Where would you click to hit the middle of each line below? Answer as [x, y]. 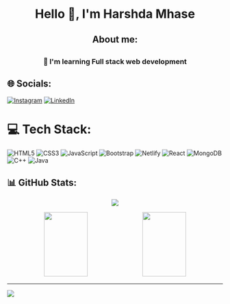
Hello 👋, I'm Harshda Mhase [115, 14]
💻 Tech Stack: [49, 129]
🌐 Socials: [29, 84]
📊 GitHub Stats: [42, 183]
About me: [115, 39]
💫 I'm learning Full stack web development [115, 61]
